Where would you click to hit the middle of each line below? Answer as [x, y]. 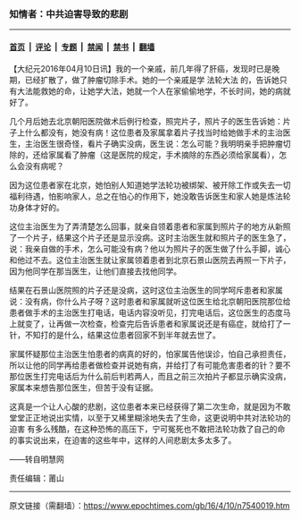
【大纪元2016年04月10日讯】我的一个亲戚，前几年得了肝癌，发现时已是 [141, 68]
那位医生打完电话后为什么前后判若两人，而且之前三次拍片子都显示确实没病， [150, 376]
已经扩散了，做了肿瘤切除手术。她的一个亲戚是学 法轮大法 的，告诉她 [152, 80]
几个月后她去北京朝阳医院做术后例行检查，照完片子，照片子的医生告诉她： [146, 121]
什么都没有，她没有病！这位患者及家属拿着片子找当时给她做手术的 [146, 132]
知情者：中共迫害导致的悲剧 [69, 13]
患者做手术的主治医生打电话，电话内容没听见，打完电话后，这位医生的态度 [146, 312]
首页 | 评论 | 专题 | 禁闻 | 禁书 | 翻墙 [82, 47]
